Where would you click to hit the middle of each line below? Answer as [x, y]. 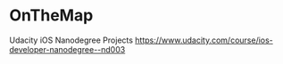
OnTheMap [51, 16]
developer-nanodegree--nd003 [67, 49]
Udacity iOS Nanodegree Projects [71, 40]
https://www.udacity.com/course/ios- [204, 40]
